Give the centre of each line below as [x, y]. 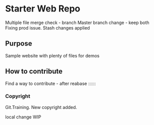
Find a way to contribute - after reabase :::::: [50, 83]
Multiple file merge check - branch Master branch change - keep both [77, 22]
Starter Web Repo [43, 9]
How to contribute [34, 71]
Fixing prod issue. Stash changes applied [47, 27]
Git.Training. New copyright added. [41, 107]
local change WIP [23, 117]
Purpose [19, 44]
